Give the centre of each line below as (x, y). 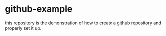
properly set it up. (23, 28)
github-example (39, 9)
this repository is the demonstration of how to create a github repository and (83, 23)
